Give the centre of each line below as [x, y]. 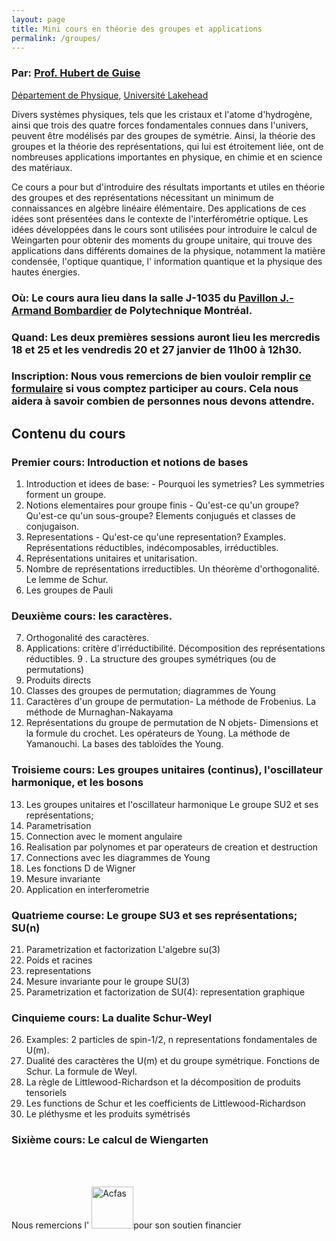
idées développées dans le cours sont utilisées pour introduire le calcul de [164, 229]
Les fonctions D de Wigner [80, 868]
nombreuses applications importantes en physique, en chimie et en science [167, 157]
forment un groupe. [66, 495]
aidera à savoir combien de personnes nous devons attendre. [163, 401]
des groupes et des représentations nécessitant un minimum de [142, 197]
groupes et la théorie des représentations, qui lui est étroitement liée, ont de [167, 146]
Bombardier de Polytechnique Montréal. [153, 310]
